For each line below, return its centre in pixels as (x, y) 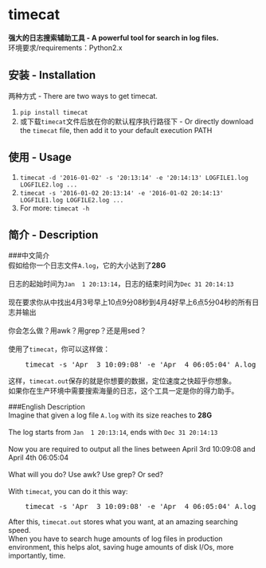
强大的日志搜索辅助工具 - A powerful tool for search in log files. (113, 37)
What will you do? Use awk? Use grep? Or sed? (86, 475)
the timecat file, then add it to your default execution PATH (116, 130)
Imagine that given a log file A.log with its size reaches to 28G (110, 415)
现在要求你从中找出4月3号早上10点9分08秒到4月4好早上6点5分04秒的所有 (130, 302)
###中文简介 (29, 256)
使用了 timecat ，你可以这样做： (59, 349)
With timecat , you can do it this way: (68, 492)
